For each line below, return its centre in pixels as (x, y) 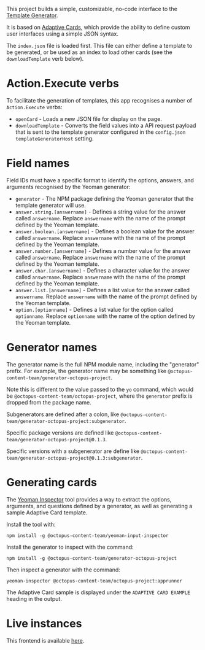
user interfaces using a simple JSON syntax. (62, 34)
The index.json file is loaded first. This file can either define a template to (99, 46)
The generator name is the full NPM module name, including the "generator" (103, 364)
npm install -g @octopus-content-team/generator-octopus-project (91, 558)
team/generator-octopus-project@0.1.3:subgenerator (74, 458)
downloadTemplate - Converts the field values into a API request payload (106, 125)
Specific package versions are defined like (60, 433)
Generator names (52, 348)
